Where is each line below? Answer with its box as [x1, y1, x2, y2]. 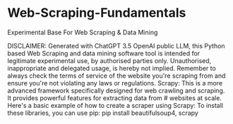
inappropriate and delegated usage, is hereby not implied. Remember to [7, 64, 217, 72]
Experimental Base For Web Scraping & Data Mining [7, 28, 158, 36]
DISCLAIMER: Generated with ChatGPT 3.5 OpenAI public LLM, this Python [7, 41, 225, 50]
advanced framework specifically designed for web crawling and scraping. [7, 86, 225, 95]
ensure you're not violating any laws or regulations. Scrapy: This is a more [7, 78, 223, 87]
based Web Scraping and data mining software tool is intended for [7, 49, 201, 57]
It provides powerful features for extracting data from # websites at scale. [7, 93, 222, 102]
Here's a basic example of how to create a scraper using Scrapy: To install [7, 101, 224, 109]
